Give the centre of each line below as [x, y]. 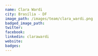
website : [14, 41]
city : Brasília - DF [26, 14]
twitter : [14, 28]
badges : [13, 46]
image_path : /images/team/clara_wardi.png [49, 19]
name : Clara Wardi [24, 9]
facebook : [15, 32]
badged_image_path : [25, 23]
